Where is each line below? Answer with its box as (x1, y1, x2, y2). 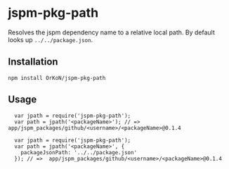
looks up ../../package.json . (8, 35, 93, 43)
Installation (8, 56, 58, 68)
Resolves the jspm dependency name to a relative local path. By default (8, 28, 215, 36)
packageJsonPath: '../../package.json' (20, 149, 138, 156)
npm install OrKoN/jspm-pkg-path (8, 74, 106, 81)
